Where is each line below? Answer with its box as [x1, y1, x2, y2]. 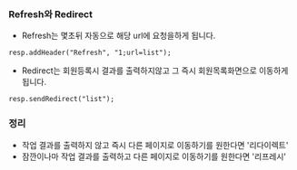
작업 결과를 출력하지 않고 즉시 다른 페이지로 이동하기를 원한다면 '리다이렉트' [21, 139, 289, 150]
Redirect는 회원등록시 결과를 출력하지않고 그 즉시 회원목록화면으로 [21, 65, 258, 76]
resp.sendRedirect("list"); [8, 95, 115, 104]
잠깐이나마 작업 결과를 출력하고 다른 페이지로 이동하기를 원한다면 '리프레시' [21, 151, 287, 162]
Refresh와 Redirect [8, 7, 93, 20]
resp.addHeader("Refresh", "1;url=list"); [8, 48, 172, 58]
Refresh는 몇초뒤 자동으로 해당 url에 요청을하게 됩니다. [21, 30, 216, 42]
